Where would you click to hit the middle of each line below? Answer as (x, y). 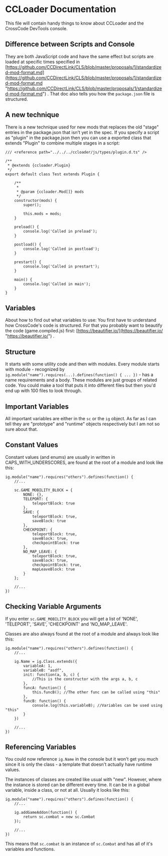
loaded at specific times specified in (43, 62)
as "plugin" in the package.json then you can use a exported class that (78, 138)
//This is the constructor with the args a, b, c (85, 679)
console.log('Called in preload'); (60, 231)
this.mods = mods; (42, 214)
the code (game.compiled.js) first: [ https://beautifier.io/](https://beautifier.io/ (84, 331)
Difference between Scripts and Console (70, 44)
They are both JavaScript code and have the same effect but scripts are (79, 56)
